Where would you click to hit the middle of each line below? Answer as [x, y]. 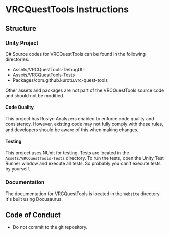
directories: [17, 59]
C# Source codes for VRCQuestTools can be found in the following [76, 54]
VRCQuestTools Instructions [67, 9]
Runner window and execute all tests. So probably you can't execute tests [83, 164]
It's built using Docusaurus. [34, 199]
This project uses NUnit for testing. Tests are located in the [67, 153]
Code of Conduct [33, 215]
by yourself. [18, 169]
